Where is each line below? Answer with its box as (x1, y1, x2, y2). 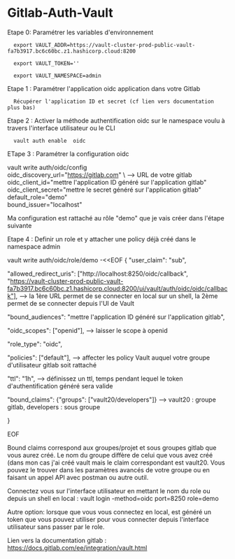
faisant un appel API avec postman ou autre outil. (7, 473, 149, 481)
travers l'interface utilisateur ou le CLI (7, 124, 115, 132)
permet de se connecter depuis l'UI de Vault (7, 299, 135, 307)
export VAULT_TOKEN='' (13, 59, 80, 67)
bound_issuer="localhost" (7, 200, 83, 208)
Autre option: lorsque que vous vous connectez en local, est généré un (7, 507, 212, 516)
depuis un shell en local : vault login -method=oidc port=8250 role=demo (7, 494, 219, 502)
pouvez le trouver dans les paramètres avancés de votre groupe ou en (7, 465, 210, 474)
